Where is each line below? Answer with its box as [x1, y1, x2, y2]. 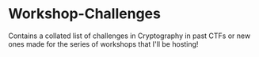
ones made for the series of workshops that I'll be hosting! [8, 39, 199, 48]
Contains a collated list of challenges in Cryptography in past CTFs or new [8, 31, 251, 40]
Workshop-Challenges [8, 5, 161, 23]
